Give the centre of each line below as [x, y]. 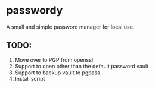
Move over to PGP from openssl [54, 59]
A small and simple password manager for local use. [70, 27]
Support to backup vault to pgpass [57, 73]
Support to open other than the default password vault [82, 66]
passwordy [35, 10]
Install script [30, 78]
